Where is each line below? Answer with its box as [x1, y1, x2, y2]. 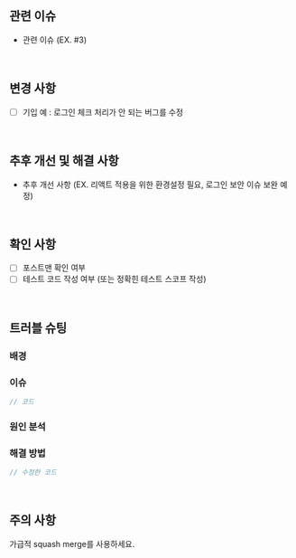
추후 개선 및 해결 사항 [9, 153, 119, 169]
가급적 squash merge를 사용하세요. [9, 538, 135, 549]
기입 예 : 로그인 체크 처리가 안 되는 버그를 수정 [22, 107, 183, 118]
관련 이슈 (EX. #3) [22, 34, 88, 45]
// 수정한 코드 [9, 468, 57, 478]
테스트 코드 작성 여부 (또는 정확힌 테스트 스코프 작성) [22, 274, 207, 285]
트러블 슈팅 [9, 320, 68, 336]
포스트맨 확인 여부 [22, 262, 86, 273]
